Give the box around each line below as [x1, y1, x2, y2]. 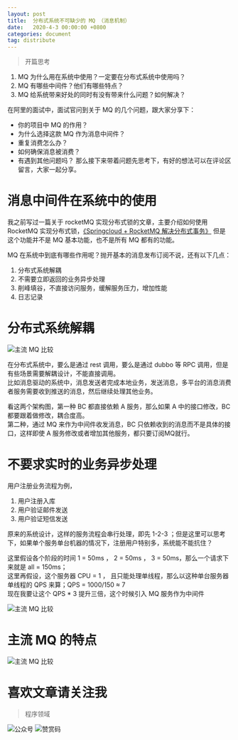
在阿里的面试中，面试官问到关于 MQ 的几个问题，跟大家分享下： [7, 106, 196, 114]
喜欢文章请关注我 [7, 685, 108, 701]
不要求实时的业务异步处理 [7, 457, 158, 473]
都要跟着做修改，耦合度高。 [7, 411, 89, 419]
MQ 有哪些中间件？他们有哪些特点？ [17, 81, 124, 90]
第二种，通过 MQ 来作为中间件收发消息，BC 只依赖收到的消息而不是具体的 [7, 420, 225, 428]
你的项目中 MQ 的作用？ [17, 120, 89, 129]
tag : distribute [7, 37, 55, 44]
